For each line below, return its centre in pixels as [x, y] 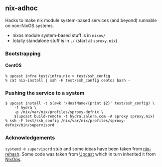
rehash [12, 154]
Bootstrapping [23, 53]
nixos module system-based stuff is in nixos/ [59, 35]
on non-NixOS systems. [30, 25]
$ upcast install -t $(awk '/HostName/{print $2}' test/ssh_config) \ [80, 103]
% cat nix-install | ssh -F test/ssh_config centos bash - [68, 80]
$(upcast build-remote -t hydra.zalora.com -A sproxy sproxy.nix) [84, 116]
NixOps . [13, 159]
